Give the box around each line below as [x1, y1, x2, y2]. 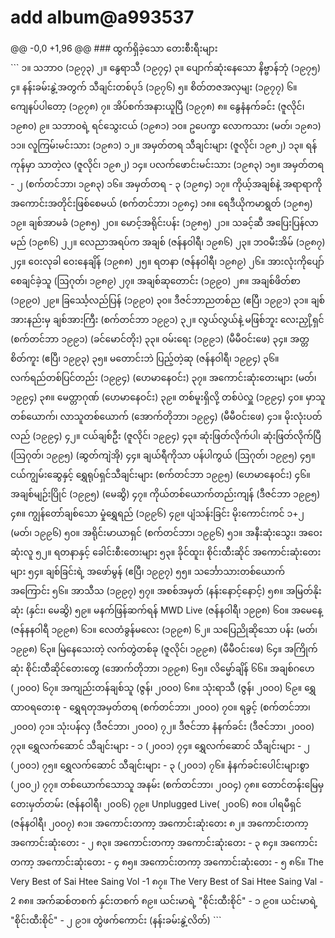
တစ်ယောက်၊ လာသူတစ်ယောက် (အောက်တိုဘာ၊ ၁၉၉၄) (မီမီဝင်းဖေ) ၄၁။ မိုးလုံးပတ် [10, 410, 323, 422]
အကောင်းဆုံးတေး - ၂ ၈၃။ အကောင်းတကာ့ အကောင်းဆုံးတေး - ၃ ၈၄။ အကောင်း [10, 836, 318, 848]
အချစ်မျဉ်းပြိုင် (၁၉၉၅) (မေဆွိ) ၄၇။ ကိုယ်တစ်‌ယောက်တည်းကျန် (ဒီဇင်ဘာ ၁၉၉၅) [10, 487, 321, 500]
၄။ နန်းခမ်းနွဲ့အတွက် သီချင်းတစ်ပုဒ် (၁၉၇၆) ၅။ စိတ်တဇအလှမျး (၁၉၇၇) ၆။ [10, 81, 298, 93]
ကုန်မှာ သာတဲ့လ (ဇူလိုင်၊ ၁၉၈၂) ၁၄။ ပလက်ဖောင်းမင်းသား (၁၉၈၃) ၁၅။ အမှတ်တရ [10, 158, 325, 170]
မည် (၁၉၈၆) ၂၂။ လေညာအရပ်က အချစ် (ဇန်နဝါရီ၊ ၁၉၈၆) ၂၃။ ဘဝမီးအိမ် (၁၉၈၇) [10, 236, 326, 248]
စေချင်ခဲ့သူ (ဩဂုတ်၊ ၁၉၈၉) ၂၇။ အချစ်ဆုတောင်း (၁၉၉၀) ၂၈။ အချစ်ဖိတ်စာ [10, 274, 301, 286]
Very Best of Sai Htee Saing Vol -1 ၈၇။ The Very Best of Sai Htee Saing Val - [10, 875, 324, 887]
